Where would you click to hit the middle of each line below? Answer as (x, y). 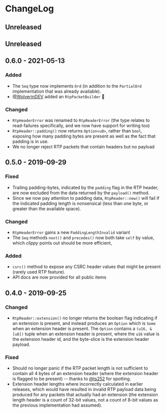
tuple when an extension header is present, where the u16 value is (92, 334)
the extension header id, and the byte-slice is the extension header (81, 339)
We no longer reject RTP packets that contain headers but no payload (83, 146)
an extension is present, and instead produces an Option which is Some (84, 323)
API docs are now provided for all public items (59, 277)
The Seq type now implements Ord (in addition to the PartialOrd (77, 86)
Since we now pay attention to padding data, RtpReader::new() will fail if (86, 198)
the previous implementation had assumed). (57, 405)
